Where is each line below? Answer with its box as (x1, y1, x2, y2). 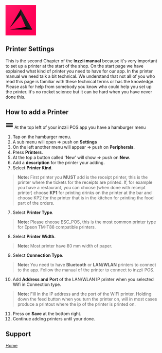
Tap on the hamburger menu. (12, 134, 71, 140)
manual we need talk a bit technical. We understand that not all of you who (5, 73, 155, 79)
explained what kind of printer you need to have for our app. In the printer (5, 68, 153, 74)
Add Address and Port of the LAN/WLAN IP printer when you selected (12, 276, 154, 282)
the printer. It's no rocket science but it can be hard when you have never (5, 88, 153, 94)
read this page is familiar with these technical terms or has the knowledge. (5, 78, 155, 84)
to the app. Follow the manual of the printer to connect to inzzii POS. (17, 267, 155, 273)
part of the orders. (17, 200, 54, 206)
